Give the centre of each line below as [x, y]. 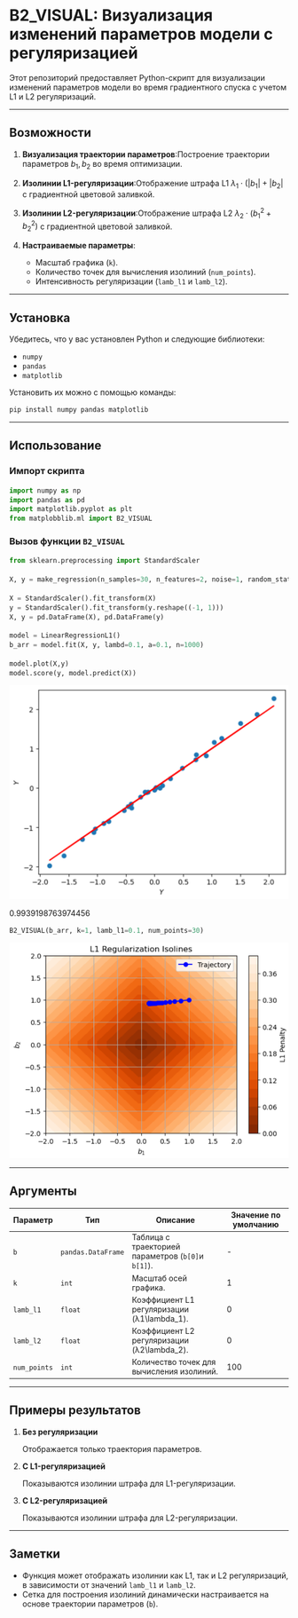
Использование [55, 446]
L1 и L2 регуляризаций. [53, 96]
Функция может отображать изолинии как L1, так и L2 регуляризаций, [155, 1575]
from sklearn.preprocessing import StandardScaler [105, 561]
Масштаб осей [160, 1278]
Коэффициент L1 [163, 1299]
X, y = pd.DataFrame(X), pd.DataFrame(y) [87, 617]
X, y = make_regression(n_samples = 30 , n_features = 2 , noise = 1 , [126, 580]
